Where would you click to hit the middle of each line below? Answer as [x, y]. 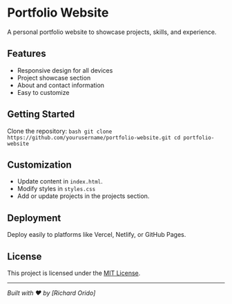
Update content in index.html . [60, 181]
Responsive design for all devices [65, 70]
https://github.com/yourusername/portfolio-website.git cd [94, 137]
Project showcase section [54, 78]
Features [27, 54]
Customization [40, 164]
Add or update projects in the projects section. [83, 196]
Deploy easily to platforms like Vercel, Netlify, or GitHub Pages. [97, 235]
